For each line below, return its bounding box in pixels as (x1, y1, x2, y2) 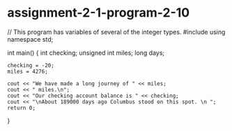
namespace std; (7, 35, 54, 43)
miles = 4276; (7, 68, 49, 75)
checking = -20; (7, 62, 54, 69)
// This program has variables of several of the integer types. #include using (7, 28, 226, 36)
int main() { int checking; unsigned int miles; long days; (7, 49, 165, 57)
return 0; (7, 104, 36, 112)
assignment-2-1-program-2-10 (7, 5, 190, 21)
